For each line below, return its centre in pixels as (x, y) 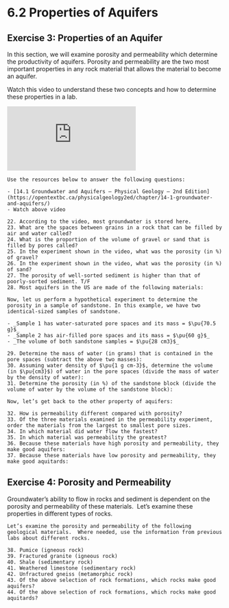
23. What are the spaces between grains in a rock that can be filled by (115, 228)
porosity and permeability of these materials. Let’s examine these (100, 506)
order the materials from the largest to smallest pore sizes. (99, 426)
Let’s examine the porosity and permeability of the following (99, 526)
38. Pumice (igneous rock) (46, 550)
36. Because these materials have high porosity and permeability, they (113, 443)
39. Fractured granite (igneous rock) (62, 556)
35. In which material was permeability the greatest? (87, 437)
